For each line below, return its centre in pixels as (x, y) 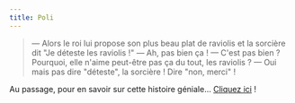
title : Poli (31, 17)
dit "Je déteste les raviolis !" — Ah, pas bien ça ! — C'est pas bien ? (156, 52)
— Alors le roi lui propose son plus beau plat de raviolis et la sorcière (158, 43)
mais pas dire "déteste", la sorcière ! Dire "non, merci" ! (134, 72)
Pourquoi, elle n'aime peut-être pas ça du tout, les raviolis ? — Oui (154, 62)
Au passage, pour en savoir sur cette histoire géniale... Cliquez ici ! (133, 89)
